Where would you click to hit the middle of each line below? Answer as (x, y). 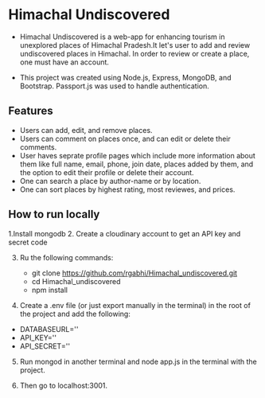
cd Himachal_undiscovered (76, 281)
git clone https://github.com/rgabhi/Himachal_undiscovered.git (134, 273)
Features (31, 111)
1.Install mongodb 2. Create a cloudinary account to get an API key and (125, 233)
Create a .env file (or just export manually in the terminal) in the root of (135, 305)
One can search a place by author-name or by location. (110, 181)
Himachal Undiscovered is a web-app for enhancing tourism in (122, 37)
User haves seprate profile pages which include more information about (138, 155)
